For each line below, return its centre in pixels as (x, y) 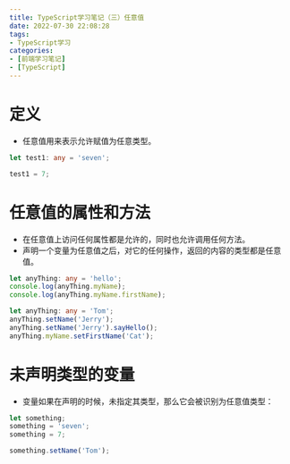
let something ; (38, 418)
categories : (31, 51)
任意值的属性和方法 (80, 212)
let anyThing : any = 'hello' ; (66, 278)
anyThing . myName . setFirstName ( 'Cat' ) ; (81, 336)
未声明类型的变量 (72, 374)
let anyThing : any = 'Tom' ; (62, 311)
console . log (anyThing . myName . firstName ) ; (88, 295)
